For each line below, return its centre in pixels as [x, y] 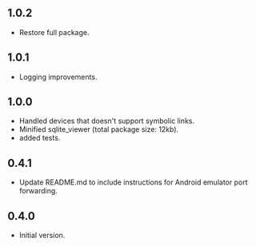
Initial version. [42, 236]
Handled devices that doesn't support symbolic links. [107, 121]
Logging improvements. [58, 77]
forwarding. [38, 191]
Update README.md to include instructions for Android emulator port [133, 182]
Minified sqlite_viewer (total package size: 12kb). [99, 129]
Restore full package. [54, 32]
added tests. [40, 138]
